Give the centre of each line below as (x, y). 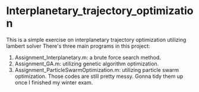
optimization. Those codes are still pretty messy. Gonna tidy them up (99, 76)
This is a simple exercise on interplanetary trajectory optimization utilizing (96, 40)
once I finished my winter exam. (54, 82)
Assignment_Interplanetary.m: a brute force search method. (88, 57)
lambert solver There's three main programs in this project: (78, 46)
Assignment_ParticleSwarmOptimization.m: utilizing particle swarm (97, 70)
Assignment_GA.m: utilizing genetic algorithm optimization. (87, 64)
